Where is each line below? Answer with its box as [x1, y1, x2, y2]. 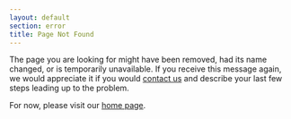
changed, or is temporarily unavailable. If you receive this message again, [9, 64, 282, 74]
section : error [9, 21, 66, 30]
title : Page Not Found [9, 30, 94, 38]
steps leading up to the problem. [9, 82, 130, 94]
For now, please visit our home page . [9, 100, 146, 111]
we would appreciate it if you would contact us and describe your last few [9, 73, 283, 84]
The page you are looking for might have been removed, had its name [9, 55, 268, 65]
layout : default [9, 13, 70, 22]
